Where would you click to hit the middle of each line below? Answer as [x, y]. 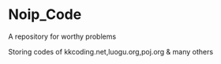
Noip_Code [45, 15]
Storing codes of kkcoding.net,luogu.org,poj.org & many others [111, 51]
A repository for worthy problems [62, 36]
